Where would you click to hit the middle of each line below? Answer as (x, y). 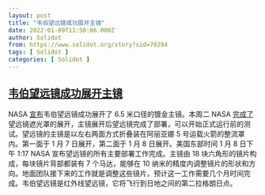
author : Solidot (35, 37)
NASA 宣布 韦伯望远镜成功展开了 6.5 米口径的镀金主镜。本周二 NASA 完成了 (131, 114)
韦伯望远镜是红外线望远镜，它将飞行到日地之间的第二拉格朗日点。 (129, 183)
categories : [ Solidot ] (49, 60)
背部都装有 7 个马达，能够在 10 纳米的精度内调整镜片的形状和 (149, 163)
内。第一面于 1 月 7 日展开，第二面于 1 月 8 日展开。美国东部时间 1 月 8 (123, 144)
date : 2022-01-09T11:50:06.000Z (61, 30)
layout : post (30, 15)
